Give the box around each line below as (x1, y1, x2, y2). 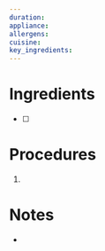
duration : (9, 12, 46, 22)
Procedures (9, 145, 97, 165)
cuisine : (9, 37, 41, 47)
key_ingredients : (9, 46, 73, 55)
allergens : (9, 29, 49, 38)
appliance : (9, 21, 49, 30)
